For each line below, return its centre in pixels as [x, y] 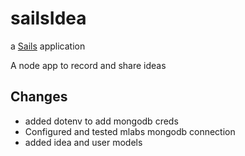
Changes [39, 97]
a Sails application [48, 46]
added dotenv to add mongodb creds [101, 121]
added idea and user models [83, 142]
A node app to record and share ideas [88, 65]
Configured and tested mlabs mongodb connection [130, 131]
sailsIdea [48, 18]
